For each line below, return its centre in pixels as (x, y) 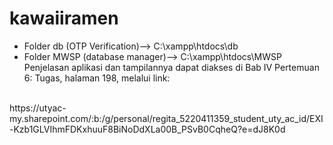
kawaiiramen (64, 18)
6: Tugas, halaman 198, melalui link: (97, 78)
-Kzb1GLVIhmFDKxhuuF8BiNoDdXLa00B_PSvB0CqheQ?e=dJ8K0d (147, 129)
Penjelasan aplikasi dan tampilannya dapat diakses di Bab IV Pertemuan (171, 67)
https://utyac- (38, 108)
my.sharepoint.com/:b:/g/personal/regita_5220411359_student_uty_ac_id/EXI (166, 118)
